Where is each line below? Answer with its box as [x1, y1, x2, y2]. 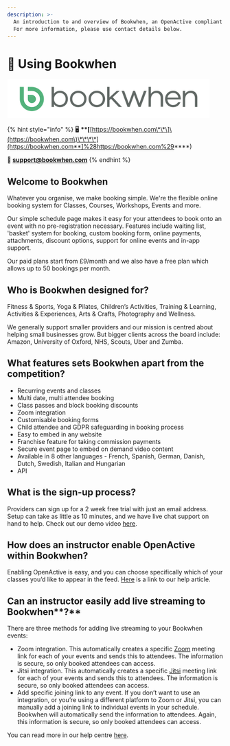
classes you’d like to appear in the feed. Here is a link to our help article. [7, 575, 211, 583]
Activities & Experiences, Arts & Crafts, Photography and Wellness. [7, 310, 196, 318]
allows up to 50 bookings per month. [7, 264, 111, 272]
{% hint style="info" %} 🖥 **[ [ [7, 126, 93, 134]
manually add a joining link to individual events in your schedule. [16, 703, 199, 712]
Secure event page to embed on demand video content [16, 445, 174, 453]
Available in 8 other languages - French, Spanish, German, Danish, [16, 452, 205, 460]
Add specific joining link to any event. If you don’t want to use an [16, 688, 200, 697]
